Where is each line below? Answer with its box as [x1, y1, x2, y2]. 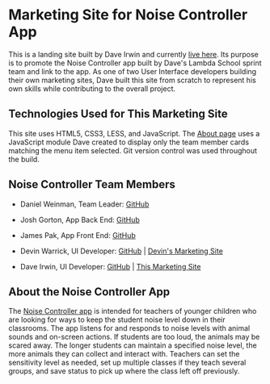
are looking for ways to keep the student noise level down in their [8, 315, 226, 324]
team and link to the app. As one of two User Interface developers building [8, 66, 257, 76]
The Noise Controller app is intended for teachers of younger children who [8, 307, 257, 316]
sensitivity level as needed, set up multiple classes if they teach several [8, 357, 247, 368]
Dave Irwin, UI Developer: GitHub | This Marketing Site [19, 261, 201, 271]
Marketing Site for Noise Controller [8, 6, 248, 24]
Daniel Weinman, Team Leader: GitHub [19, 199, 150, 209]
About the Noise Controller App [8, 285, 171, 298]
